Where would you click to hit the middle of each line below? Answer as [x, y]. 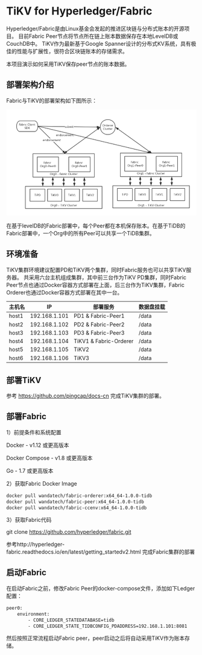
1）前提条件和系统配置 [34, 432]
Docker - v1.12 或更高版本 [38, 445]
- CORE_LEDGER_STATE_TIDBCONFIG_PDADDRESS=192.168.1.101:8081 [108, 626]
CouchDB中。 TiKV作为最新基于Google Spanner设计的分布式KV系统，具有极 [101, 43]
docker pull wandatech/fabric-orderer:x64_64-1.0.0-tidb [79, 496]
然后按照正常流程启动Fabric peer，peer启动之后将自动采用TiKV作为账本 [96, 638]
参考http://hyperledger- [36, 544]
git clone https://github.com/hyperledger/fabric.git [69, 531]
